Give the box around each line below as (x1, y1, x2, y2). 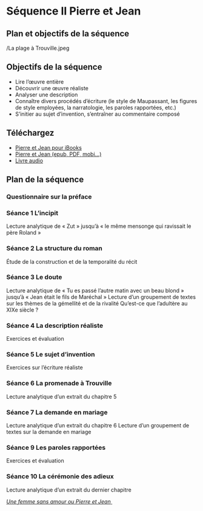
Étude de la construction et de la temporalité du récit (6, 258, 138, 265)
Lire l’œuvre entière (15, 78, 64, 85)
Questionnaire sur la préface (6, 192, 92, 201)
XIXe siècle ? (6, 306, 39, 313)
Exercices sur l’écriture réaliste (6, 364, 83, 371)
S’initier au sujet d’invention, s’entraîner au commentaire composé (15, 110, 180, 118)
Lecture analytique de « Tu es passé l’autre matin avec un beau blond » (6, 287, 184, 294)
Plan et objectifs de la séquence (6, 28, 130, 39)
